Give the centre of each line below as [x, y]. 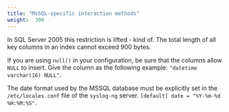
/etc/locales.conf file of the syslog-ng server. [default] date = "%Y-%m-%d [114, 95]
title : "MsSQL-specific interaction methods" [73, 13]
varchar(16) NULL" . [34, 75]
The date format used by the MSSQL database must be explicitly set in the [112, 88]
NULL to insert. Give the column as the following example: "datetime [102, 67]
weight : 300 [26, 20]
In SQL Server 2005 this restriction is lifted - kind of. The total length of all [112, 39]
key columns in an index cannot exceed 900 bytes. [79, 47]
